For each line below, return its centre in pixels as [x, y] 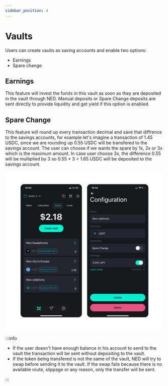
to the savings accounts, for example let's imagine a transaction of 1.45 [79, 137]
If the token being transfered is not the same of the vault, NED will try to [87, 359]
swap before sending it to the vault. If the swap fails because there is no [87, 364]
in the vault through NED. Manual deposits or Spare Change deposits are [80, 99]
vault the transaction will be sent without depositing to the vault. [79, 354]
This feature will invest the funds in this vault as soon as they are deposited [83, 93]
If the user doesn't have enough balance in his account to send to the [85, 348]
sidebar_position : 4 [27, 11]
